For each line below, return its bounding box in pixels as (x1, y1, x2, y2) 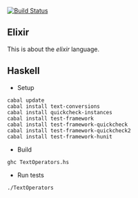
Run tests (17, 170, 45, 179)
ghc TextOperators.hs (7, 159, 70, 165)
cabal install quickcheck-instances (7, 109, 112, 116)
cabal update (7, 97, 45, 104)
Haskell (7, 65, 40, 77)
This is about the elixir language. (7, 45, 100, 53)
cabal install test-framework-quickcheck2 (7, 127, 131, 134)
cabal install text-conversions (7, 102, 100, 110)
